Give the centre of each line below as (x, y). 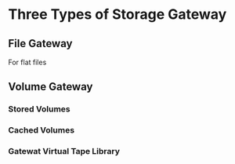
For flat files (27, 62)
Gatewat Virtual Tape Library (64, 151)
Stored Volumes (39, 109)
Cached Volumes (42, 130)
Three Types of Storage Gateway (117, 15)
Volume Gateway (51, 87)
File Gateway (40, 44)
